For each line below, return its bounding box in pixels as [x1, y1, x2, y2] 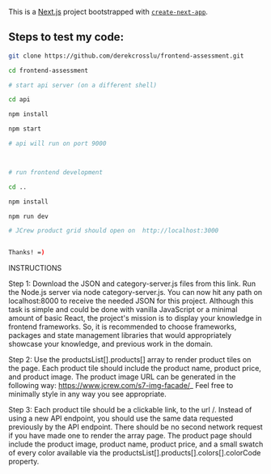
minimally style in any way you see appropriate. [8, 389, 167, 399]
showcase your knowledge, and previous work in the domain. [8, 339, 213, 349]
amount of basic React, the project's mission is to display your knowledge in [8, 314, 262, 323]
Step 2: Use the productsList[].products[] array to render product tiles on [8, 355, 252, 365]
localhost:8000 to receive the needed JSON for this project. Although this [8, 296, 254, 306]
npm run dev [8, 212, 49, 220]
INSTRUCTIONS [8, 263, 62, 273]
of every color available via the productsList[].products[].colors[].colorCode [8, 448, 261, 458]
